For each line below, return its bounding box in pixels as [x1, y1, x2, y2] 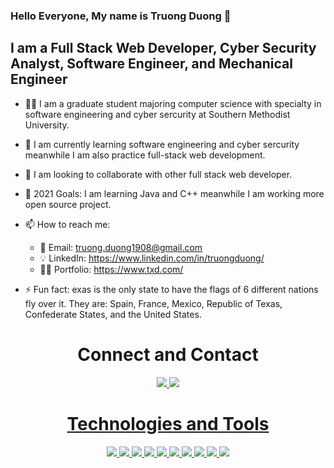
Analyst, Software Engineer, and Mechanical [10, 55, 293, 73]
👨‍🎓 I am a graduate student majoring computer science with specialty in [24, 97, 322, 109]
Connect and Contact [77, 343, 259, 366]
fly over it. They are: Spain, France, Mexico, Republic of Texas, [24, 297, 283, 309]
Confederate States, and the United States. [24, 308, 202, 320]
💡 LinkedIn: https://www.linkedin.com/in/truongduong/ [39, 252, 265, 264]
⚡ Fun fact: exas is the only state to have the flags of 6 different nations [24, 283, 319, 295]
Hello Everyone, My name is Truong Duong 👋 [10, 9, 232, 23]
